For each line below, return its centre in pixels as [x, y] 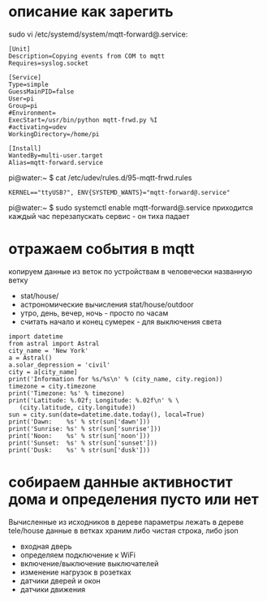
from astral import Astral [54, 343]
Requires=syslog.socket [49, 63]
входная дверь [46, 546]
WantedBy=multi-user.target [56, 155]
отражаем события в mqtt [101, 249]
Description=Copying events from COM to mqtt [86, 56]
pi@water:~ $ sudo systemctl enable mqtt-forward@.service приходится [131, 207]
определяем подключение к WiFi [78, 555]
